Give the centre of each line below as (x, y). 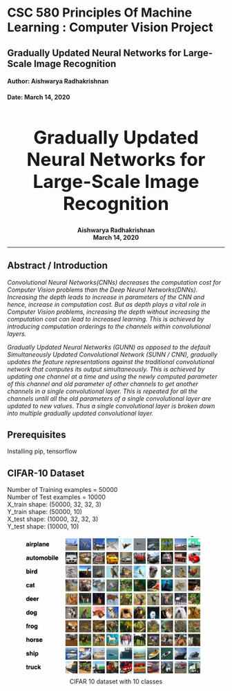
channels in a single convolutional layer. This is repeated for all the (103, 391)
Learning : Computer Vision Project (110, 27)
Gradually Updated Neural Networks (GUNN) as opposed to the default (109, 347)
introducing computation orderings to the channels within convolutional (109, 326)
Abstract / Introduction (58, 266)
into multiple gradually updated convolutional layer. (80, 413)
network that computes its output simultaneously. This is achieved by (106, 369)
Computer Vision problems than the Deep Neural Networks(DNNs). (103, 290)
